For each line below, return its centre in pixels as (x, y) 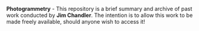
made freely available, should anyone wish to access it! (76, 22)
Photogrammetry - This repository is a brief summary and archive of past (99, 9)
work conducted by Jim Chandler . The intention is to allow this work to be (100, 15)
